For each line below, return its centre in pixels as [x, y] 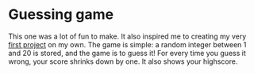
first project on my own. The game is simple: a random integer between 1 [127, 44]
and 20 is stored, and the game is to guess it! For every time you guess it [127, 53]
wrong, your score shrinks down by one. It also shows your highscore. [123, 61]
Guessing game [61, 15]
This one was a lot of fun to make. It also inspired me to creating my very [127, 36]
